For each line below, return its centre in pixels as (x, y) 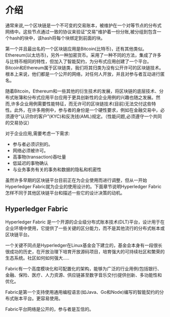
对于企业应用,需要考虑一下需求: (38, 133)
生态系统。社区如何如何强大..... (37, 258)
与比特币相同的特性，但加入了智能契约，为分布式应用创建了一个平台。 (78, 61)
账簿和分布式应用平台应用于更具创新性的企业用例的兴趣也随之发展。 (85, 97)
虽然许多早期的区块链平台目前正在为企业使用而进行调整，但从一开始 (76, 180)
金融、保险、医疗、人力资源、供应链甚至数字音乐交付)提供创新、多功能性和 (84, 275)
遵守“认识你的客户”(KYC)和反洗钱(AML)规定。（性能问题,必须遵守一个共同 (86, 116)
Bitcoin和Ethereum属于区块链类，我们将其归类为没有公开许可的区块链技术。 (84, 67)
